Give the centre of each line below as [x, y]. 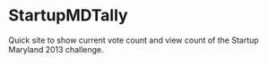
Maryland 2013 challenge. [56, 49]
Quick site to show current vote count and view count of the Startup [134, 40]
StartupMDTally [68, 16]
